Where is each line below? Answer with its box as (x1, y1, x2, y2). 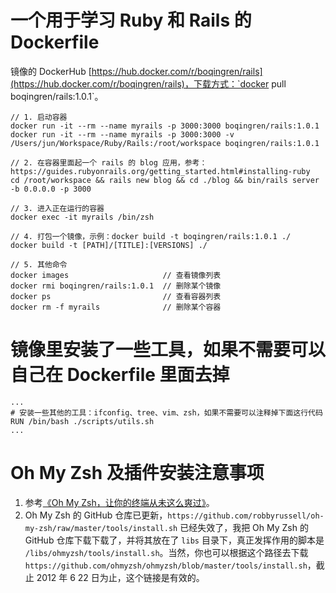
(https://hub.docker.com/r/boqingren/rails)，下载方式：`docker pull (10, 77, 287, 90)
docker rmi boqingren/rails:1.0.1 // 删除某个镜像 (10, 281, 222, 291)
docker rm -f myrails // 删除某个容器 (10, 302, 222, 312)
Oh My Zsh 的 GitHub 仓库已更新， (24, 509, 168, 521)
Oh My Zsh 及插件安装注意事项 (10, 462, 265, 485)
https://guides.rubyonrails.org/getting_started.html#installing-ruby (10, 166, 311, 176)
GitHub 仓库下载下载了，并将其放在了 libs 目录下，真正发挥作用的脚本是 (24, 534, 325, 546)
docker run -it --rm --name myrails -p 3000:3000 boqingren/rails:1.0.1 (10, 121, 320, 131)
